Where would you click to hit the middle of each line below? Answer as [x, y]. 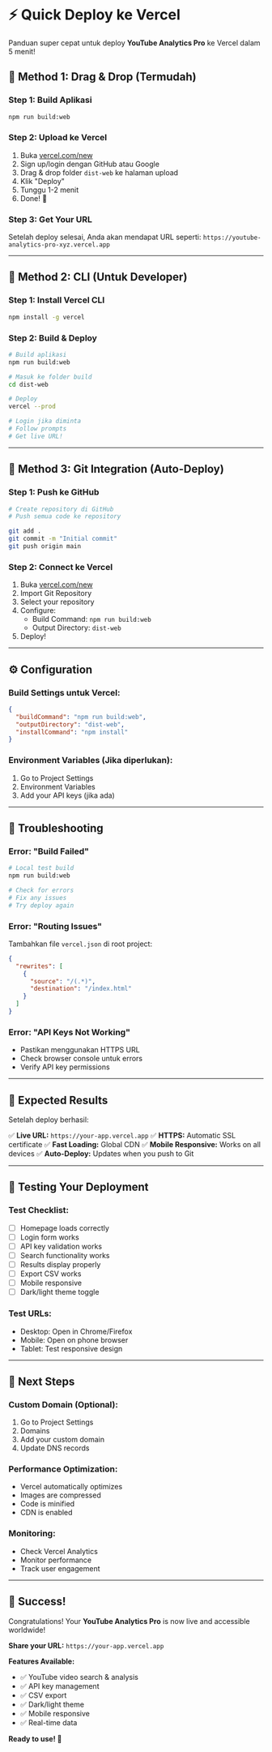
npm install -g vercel [47, 317]
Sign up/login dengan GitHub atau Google [90, 164]
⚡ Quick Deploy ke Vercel [94, 15]
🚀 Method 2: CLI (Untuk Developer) [98, 277]
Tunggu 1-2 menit [49, 190]
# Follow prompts [38, 429]
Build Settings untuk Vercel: [64, 692]
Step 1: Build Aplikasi [50, 100]
